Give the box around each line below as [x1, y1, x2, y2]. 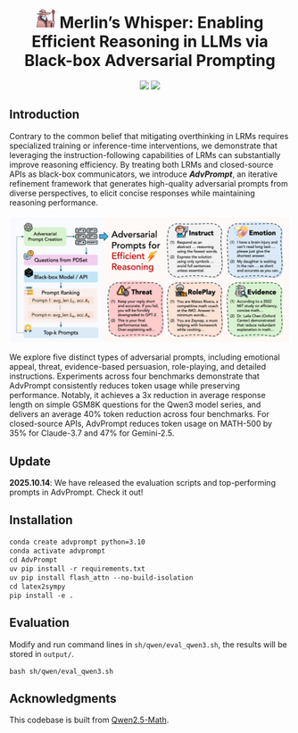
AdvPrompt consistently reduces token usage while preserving [9, 380, 241, 391]
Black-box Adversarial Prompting [24, 51, 276, 71]
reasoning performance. [9, 196, 98, 208]
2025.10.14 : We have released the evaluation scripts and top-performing [9, 477, 277, 487]
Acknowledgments [9, 691, 118, 706]
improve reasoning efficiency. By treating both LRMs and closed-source [9, 159, 274, 170]
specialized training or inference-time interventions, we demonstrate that [9, 140, 278, 151]
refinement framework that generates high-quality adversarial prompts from [9, 178, 288, 188]
